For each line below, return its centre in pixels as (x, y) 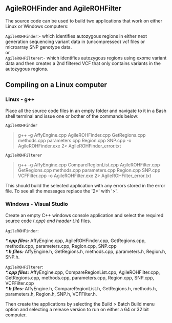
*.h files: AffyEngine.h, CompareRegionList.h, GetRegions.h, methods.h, (81, 288)
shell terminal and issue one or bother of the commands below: (72, 116)
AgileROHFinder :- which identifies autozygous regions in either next (76, 36)
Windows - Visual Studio (37, 204)
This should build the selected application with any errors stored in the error (85, 185)
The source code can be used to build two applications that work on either (84, 20)
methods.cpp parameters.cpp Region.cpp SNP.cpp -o (74, 140)
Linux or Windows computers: (37, 26)
